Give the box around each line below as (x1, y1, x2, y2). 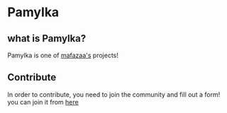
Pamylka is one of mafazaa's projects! (7, 51, 119, 59)
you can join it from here (7, 97, 79, 106)
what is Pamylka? (7, 32, 87, 44)
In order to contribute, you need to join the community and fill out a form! (7, 90, 221, 99)
